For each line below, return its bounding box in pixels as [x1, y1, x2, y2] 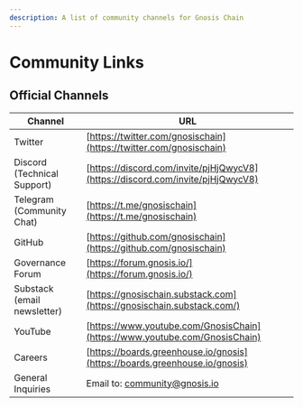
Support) [14, 178, 52, 190]
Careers [14, 351, 48, 364]
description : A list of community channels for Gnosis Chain [9, 13, 244, 23]
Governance [14, 256, 66, 269]
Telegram [14, 193, 54, 206]
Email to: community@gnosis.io [86, 376, 219, 389]
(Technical [14, 167, 59, 180]
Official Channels [9, 88, 109, 104]
